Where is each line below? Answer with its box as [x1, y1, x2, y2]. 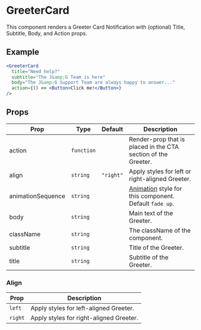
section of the [129, 150, 168, 158]
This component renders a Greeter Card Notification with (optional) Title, [6, 23, 185, 30]
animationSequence [9, 192, 66, 200]
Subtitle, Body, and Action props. [6, 29, 88, 36]
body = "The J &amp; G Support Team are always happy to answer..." [11, 80, 175, 85]
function [71, 147, 96, 154]
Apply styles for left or [129, 167, 191, 175]
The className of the [129, 226, 191, 234]
